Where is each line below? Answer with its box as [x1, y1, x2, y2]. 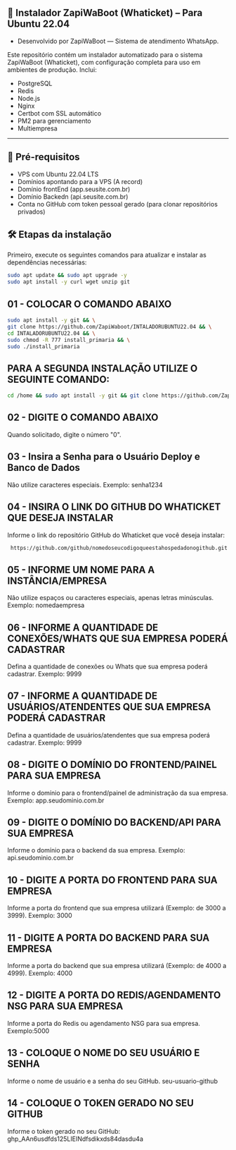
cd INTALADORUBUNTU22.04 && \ [7, 329, 96, 337]
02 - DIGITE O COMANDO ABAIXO [7, 412, 159, 424]
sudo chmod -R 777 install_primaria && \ [7, 336, 131, 343]
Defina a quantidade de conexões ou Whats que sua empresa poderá [7, 662, 209, 671]
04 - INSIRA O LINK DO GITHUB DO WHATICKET [7, 501, 221, 513]
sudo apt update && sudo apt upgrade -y [7, 272, 128, 279]
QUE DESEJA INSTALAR [7, 512, 114, 524]
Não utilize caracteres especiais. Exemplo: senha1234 [7, 480, 163, 489]
